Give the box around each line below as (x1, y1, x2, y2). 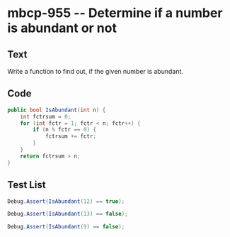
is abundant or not (7, 20, 117, 36)
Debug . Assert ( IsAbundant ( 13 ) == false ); (7, 211, 129, 218)
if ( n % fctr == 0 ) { (33, 126, 97, 133)
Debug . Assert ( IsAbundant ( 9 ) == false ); (7, 224, 125, 231)
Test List (7, 179, 46, 191)
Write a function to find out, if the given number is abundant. (7, 67, 184, 75)
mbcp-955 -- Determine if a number (7, 5, 223, 21)
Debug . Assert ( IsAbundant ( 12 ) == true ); (7, 197, 125, 205)
